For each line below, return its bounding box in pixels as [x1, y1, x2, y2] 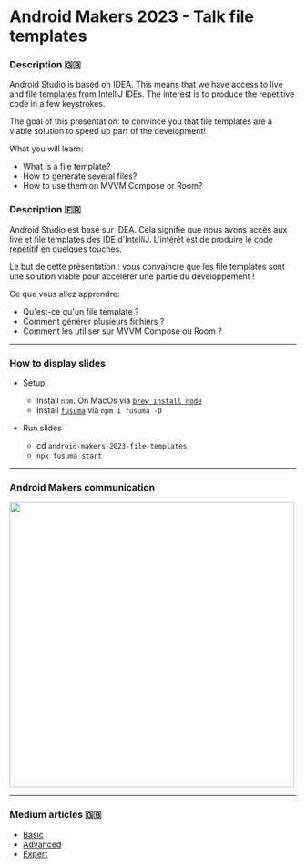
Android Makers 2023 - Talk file [9, 6, 255, 27]
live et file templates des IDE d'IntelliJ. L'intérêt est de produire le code [9, 233, 273, 244]
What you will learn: [9, 143, 84, 154]
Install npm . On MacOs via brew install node [36, 395, 202, 407]
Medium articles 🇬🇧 [9, 809, 102, 821]
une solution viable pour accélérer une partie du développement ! [9, 271, 255, 282]
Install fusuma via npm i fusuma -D [36, 405, 162, 416]
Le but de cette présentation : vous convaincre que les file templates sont [9, 261, 285, 272]
